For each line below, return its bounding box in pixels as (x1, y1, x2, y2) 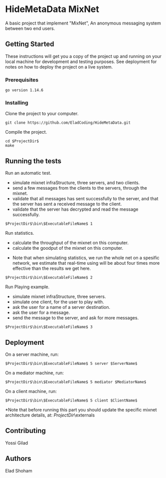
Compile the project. (5, 129, 47, 135)
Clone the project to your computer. (5, 111, 79, 117)
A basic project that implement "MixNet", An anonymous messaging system (5, 20, 161, 26)
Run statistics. (5, 230, 34, 236)
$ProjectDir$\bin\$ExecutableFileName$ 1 (5, 221, 93, 226)
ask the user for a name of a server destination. (12, 304, 110, 310)
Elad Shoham (5, 467, 32, 473)
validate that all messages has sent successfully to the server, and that (12, 196, 158, 202)
